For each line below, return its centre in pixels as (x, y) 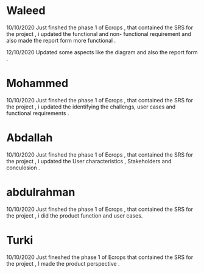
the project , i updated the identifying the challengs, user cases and (91, 107)
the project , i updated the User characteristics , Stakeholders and (89, 161)
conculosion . (23, 168)
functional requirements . (38, 113)
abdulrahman (41, 192)
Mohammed (37, 83)
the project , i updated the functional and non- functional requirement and (99, 34)
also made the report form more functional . (61, 40)
